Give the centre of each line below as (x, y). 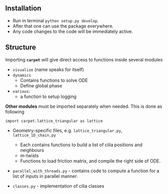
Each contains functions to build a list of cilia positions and (81, 145)
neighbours (32, 150)
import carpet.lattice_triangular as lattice (54, 121)
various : (21, 91)
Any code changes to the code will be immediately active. (73, 31)
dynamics (22, 75)
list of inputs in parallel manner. (45, 176)
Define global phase (41, 85)
